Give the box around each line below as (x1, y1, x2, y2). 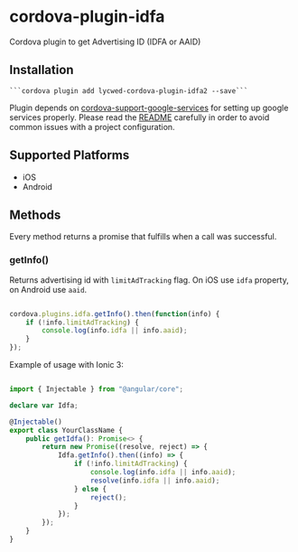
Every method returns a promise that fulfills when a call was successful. (9, 231, 277, 242)
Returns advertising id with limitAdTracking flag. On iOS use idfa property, (9, 274, 289, 285)
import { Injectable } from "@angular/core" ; (9, 385, 183, 394)
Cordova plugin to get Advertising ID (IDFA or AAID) (9, 36, 201, 47)
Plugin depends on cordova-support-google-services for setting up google (9, 102, 289, 113)
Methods (9, 207, 61, 222)
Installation (9, 62, 74, 78)
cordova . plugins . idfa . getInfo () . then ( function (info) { (9, 309, 220, 318)
